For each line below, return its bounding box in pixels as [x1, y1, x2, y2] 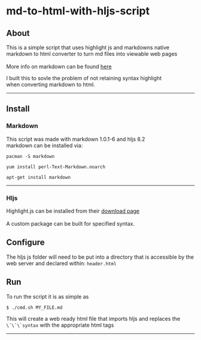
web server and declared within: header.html [6, 259, 117, 267]
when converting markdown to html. [6, 81, 96, 88]
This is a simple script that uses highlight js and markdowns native [6, 44, 169, 51]
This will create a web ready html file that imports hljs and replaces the [6, 315, 181, 322]
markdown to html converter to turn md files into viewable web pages [6, 50, 178, 57]
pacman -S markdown [6, 153, 55, 159]
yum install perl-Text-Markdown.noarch [6, 163, 106, 170]
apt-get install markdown [6, 174, 71, 180]
